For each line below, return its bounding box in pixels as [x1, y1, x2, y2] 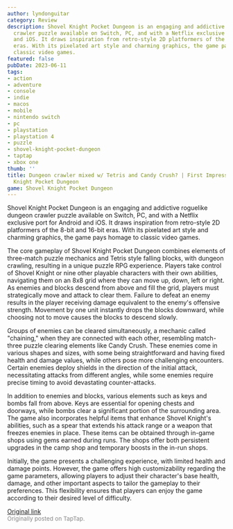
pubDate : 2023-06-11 [7, 62, 67, 69]
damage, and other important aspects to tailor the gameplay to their [7, 479, 201, 487]
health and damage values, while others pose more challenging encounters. [7, 356, 224, 365]
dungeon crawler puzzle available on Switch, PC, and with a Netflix [7, 211, 199, 220]
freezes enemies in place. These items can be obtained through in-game [7, 429, 215, 437]
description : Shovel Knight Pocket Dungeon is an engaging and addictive [7, 23, 225, 30]
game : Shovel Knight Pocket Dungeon [7, 185, 113, 192]
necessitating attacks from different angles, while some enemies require [7, 371, 214, 380]
